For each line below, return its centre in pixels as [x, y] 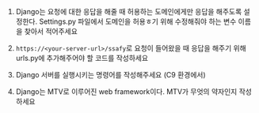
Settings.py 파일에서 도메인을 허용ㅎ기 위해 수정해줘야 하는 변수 [138, 21]
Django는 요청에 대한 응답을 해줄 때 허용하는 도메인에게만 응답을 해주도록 [129, 11]
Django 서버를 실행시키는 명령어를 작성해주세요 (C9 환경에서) [110, 75]
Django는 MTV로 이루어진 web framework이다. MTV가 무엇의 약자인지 [126, 92]
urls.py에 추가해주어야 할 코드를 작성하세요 [82, 58]
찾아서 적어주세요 [51, 31]
